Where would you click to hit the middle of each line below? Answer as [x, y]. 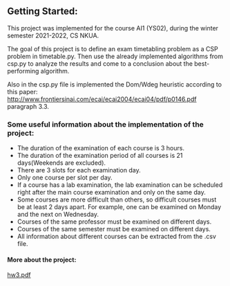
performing [23, 71]
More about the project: [42, 260]
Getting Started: [42, 11]
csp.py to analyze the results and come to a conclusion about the [100, 63]
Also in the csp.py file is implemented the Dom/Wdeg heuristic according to [115, 84]
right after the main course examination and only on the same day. [111, 193]
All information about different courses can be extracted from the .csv [116, 236]
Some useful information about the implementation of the [105, 124]
